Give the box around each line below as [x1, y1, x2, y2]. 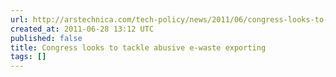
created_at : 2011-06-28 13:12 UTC [10, 24, 155, 34]
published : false [10, 33, 83, 43]
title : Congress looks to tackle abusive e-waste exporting [10, 42, 267, 53]
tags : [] [10, 52, 47, 62]
